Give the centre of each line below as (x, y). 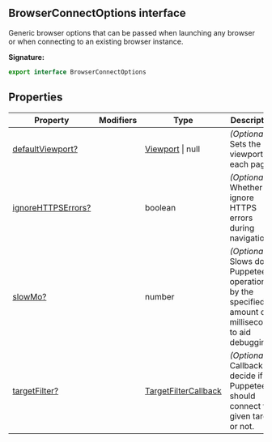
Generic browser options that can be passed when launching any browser (132, 32)
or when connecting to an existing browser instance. (96, 41)
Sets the (245, 143)
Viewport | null (172, 149)
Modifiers (118, 120)
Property (52, 120)
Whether (246, 187)
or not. (242, 426)
